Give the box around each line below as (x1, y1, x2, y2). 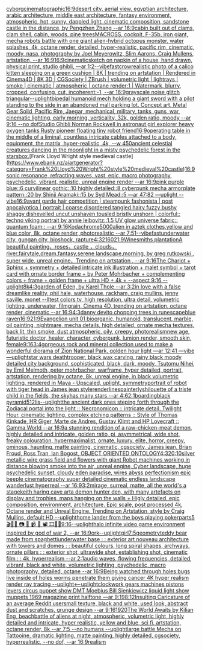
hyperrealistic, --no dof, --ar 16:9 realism (6, 638, 106, 645)
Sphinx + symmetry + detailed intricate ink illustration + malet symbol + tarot (6, 264, 196, 271)
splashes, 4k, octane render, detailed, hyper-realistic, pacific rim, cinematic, (6, 43, 195, 51)
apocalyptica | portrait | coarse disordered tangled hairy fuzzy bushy (6, 204, 177, 211)
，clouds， (90, 243, 117, 250)
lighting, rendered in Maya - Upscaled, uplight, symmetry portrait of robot (6, 379, 188, 386)
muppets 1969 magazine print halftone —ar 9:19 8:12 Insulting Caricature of (6, 594, 191, 600)
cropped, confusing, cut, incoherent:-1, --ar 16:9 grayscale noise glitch (6, 89, 180, 95)
